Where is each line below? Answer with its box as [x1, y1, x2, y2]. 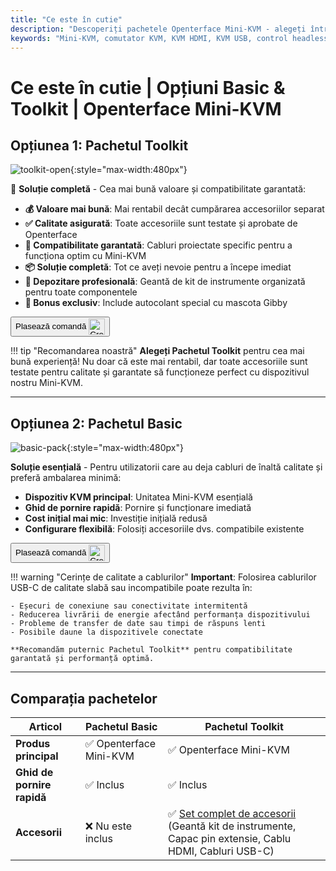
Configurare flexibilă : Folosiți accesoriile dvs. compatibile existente [24, 523, 305, 535]
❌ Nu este [84, 819, 133, 833]
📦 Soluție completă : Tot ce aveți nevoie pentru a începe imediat [24, 261, 292, 273]
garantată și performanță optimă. [10, 654, 155, 664]
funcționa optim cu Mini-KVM [24, 250, 147, 262]
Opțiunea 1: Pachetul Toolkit [10, 137, 189, 154]
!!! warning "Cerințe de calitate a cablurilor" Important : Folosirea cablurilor [10, 571, 317, 583]
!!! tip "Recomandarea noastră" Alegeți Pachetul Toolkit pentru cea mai [10, 345, 305, 357]
